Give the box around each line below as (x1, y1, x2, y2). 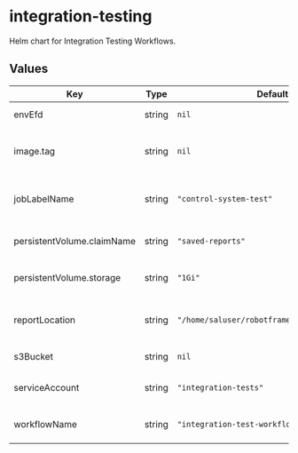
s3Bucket (13, 350, 53, 362)
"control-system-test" (176, 194, 273, 203)
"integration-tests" (176, 382, 264, 393)
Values (9, 61, 49, 76)
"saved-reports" (176, 235, 246, 246)
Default (256, 87, 289, 99)
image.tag (13, 145, 56, 157)
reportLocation (13, 314, 76, 326)
